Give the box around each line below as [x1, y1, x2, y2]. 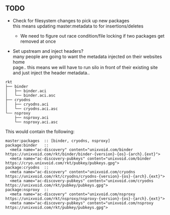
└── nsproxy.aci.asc [14, 119, 58, 125]
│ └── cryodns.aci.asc [5, 106, 58, 111]
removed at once [20, 38, 56, 44]
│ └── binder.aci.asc [5, 93, 56, 98]
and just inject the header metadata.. [12, 70, 90, 76]
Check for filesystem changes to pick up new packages [12, 17, 130, 23]
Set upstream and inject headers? [12, 48, 84, 54]
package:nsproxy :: [5, 187, 49, 192]
